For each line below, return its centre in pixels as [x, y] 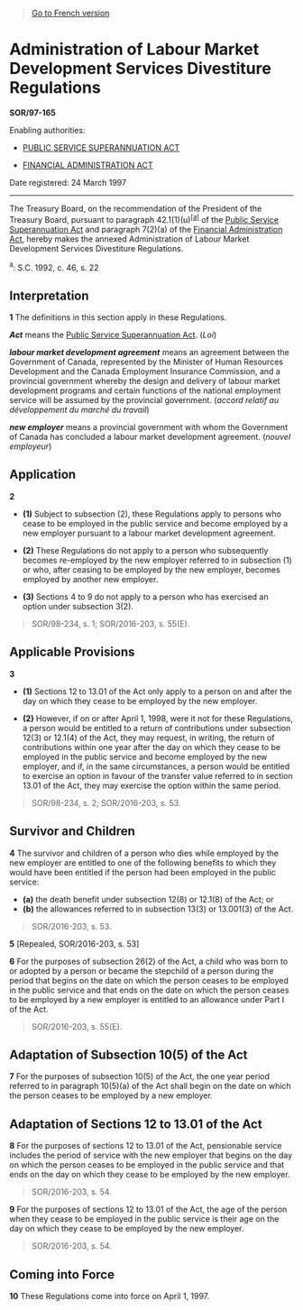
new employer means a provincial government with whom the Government [149, 427]
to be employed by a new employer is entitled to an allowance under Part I [147, 999]
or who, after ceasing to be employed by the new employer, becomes [151, 569]
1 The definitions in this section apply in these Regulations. [118, 317]
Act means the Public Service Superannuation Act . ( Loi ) [113, 335]
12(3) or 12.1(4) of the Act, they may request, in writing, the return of [148, 737]
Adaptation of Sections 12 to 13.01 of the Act [136, 1124]
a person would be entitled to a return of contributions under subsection [156, 728]
